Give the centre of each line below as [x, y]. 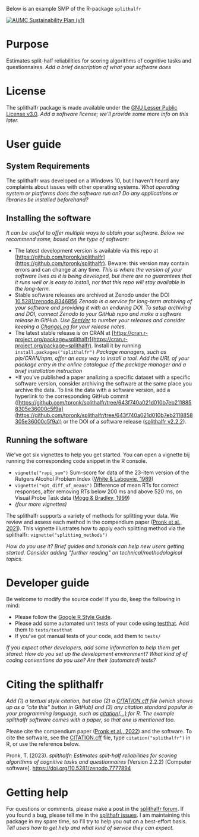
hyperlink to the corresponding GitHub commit [72, 396]
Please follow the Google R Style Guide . [63, 617]
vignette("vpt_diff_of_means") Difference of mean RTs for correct [97, 485]
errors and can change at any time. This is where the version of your [98, 269]
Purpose [28, 44]
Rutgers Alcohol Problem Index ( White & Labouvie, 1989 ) [84, 478]
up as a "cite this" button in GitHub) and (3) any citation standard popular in [99, 707]
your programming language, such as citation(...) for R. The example [90, 714]
